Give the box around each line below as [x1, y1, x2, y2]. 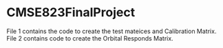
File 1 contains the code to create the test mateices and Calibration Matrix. [6, 27, 217, 35]
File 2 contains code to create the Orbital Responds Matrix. [6, 34, 173, 42]
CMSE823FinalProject [6, 5, 136, 20]
